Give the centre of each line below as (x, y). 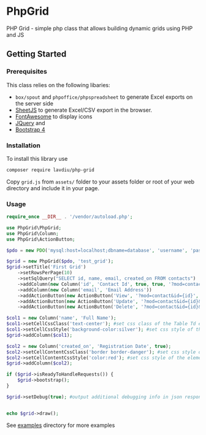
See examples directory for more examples (61, 425)
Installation (24, 145)
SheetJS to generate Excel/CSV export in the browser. (83, 110)
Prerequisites (27, 72)
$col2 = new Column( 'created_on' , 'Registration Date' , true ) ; (89, 346)
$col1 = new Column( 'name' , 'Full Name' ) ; (61, 318)
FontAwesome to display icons (54, 116)
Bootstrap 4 (30, 129)
